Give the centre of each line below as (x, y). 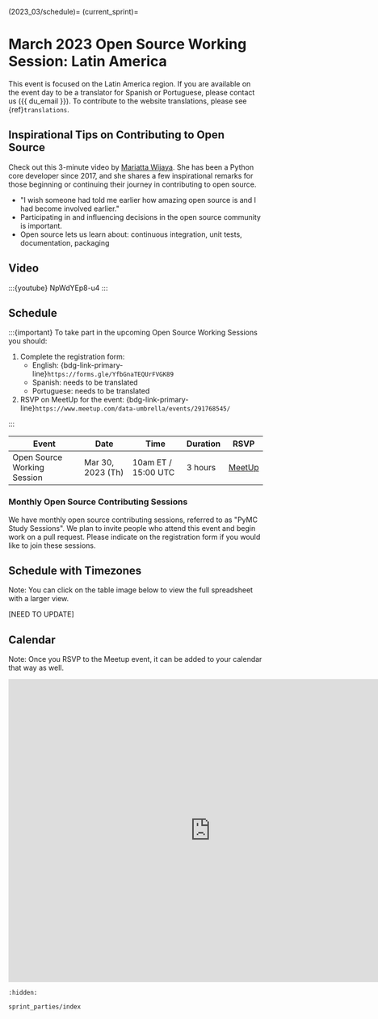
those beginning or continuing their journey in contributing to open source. (132, 184)
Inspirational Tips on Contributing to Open (116, 135)
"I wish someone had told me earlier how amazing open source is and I (138, 200)
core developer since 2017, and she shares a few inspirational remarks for (131, 175)
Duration (203, 444)
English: (45, 365)
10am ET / (152, 462)
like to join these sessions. (52, 545)
